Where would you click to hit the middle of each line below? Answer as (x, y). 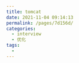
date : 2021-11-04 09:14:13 (40, 17)
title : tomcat (24, 12)
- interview (27, 34)
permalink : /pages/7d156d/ (40, 23)
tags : (13, 46)
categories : (21, 28)
